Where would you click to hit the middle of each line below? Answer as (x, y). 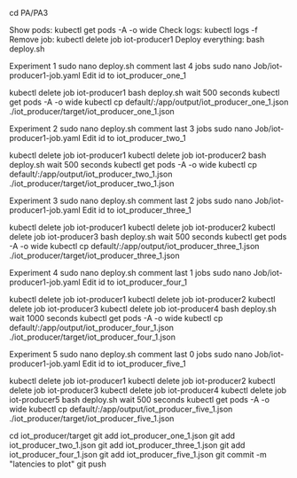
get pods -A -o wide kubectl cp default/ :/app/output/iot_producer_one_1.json (149, 102)
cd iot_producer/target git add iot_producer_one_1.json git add (122, 435)
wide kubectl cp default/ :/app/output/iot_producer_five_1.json (121, 409)
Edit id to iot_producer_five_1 (134, 364)
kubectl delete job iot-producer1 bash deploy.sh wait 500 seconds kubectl (145, 93)
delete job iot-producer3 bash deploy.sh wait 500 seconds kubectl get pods (148, 237)
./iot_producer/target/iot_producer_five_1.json (92, 419)
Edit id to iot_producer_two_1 (134, 138)
